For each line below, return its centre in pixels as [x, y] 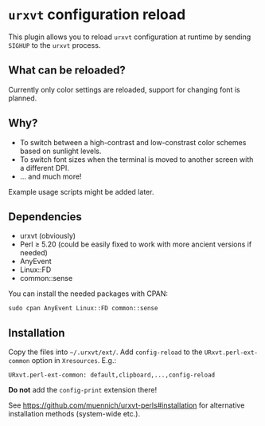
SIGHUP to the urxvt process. [55, 45]
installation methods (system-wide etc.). [74, 414]
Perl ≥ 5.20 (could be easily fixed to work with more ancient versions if [136, 244]
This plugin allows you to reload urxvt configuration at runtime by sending [130, 37]
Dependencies [45, 217]
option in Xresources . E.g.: [74, 361]
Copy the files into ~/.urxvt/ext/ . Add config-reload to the [105, 352]
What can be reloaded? [67, 71]
